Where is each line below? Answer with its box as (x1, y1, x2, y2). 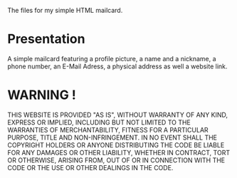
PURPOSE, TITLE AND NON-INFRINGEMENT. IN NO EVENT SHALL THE (7, 133, 217, 142)
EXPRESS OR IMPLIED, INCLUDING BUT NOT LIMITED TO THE (7, 117, 191, 127)
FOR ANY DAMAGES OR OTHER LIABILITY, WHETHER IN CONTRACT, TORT (7, 148, 230, 157)
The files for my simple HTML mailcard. (7, 6, 123, 14)
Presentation (7, 31, 85, 47)
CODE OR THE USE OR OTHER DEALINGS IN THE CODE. (7, 163, 174, 172)
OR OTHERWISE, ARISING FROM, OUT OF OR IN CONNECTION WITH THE (7, 156, 226, 164)
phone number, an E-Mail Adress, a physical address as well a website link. (7, 62, 228, 70)
